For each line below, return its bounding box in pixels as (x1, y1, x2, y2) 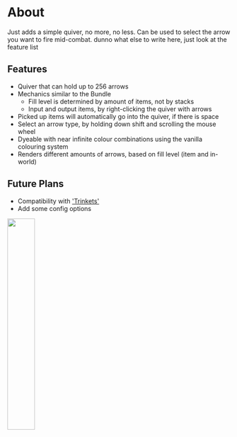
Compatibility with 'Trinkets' (17, 196, 100, 205)
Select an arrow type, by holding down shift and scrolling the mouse (17, 120, 216, 128)
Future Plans (7, 178, 64, 190)
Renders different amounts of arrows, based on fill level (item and (17, 149, 209, 158)
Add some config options (17, 204, 92, 212)
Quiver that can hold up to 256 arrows (17, 82, 129, 91)
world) (17, 157, 37, 166)
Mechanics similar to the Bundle (17, 89, 112, 98)
